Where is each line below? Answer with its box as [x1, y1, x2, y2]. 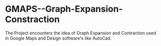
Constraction [5, 14, 60, 25]
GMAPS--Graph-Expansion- [5, 3, 123, 15]
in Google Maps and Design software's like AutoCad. [5, 35, 112, 41]
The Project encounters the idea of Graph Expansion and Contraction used [5, 30, 156, 36]
